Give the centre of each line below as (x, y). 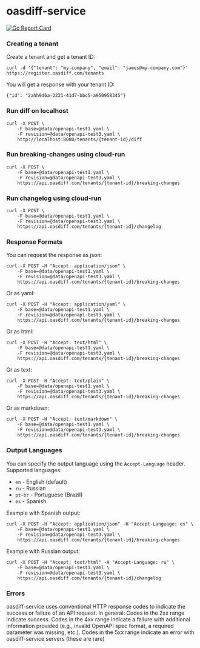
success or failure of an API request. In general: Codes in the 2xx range (95, 613)
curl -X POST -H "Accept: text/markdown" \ (62, 419)
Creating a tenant (32, 44)
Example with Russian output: (43, 551)
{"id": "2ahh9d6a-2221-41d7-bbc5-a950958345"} (66, 96)
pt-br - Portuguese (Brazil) (49, 495)
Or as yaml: (21, 293)
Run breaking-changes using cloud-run (66, 155)
